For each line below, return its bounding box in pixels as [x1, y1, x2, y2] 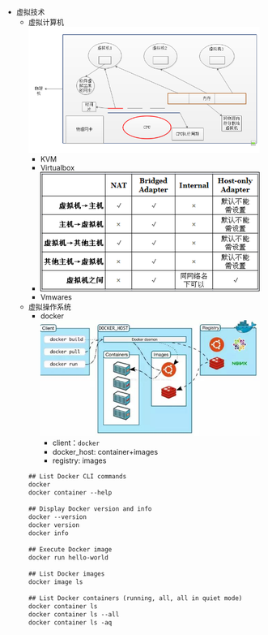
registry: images [52, 456, 107, 465]
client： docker [52, 438, 100, 447]
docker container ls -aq [28, 618, 113, 627]
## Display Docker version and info [28, 504, 152, 513]
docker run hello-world [28, 553, 109, 562]
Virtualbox [40, 162, 75, 172]
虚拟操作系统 [28, 302, 71, 312]
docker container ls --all [28, 610, 120, 619]
